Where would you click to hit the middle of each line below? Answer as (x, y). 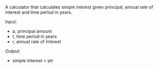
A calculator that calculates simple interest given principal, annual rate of (79, 7)
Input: (11, 22)
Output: (13, 51)
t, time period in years (35, 36)
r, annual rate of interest (37, 42)
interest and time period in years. (39, 12)
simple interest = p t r (33, 60)
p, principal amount (32, 31)
